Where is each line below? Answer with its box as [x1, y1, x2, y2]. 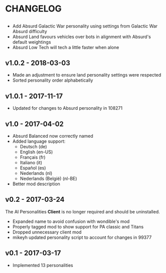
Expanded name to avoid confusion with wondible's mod [12, 218, 130, 224]
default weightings [12, 39, 51, 45]
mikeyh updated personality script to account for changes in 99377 [12, 234, 152, 240]
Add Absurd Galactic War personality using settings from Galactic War [12, 23, 158, 29]
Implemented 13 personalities [12, 262, 74, 268]
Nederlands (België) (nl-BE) [20, 176, 77, 182]
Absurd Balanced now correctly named [12, 133, 94, 139]
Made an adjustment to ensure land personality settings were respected [12, 72, 161, 78]
